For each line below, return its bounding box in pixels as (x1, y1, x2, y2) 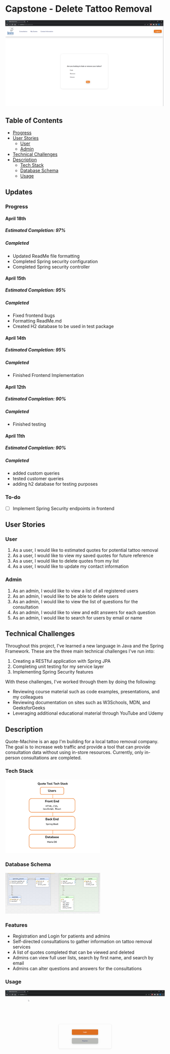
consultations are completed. (21, 755, 82, 761)
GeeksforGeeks (12, 705, 46, 711)
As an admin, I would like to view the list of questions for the (12, 598, 138, 604)
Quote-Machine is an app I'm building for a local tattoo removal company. (5, 739, 158, 745)
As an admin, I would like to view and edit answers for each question (12, 609, 156, 616)
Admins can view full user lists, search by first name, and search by (12, 955, 154, 961)
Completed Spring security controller (12, 263, 90, 270)
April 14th (5, 335, 26, 341)
